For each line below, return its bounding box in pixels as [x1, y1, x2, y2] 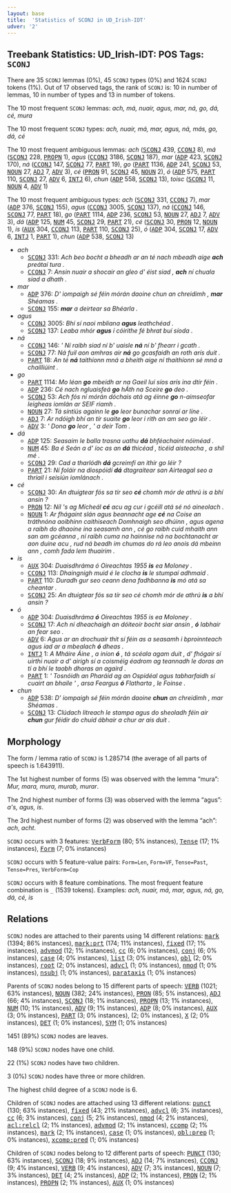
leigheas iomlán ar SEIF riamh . [27, 400, 117, 408]
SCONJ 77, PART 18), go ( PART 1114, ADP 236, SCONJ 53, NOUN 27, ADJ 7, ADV [7, 210, 221, 218]
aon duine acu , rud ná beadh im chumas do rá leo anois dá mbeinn [27, 540, 221, 548]
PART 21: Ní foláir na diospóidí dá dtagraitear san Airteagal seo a [27, 466, 213, 474]
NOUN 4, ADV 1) [7, 182, 48, 191]
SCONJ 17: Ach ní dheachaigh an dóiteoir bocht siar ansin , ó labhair [27, 620, 221, 629]
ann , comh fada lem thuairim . [27, 547, 115, 555]
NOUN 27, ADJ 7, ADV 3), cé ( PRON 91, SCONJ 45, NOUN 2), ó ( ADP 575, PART [7, 167, 216, 176]
